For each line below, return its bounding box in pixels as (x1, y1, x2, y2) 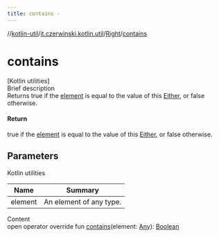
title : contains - (7, 10, 60, 17)
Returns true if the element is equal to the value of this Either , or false (7, 91, 205, 99)
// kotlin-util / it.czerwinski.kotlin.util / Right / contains (7, 29, 148, 38)
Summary (66, 185, 99, 195)
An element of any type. (44, 197, 122, 206)
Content (7, 215, 30, 223)
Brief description (7, 84, 55, 92)
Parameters (7, 150, 59, 162)
